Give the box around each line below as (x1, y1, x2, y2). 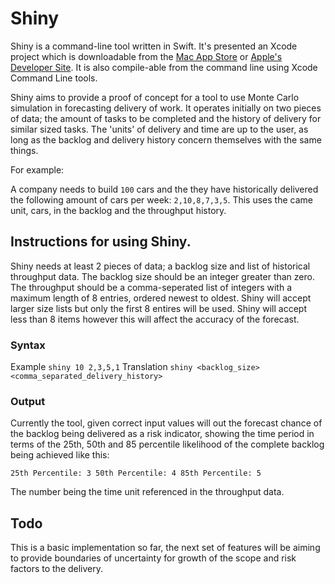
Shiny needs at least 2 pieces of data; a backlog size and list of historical (10, 260, 311, 272)
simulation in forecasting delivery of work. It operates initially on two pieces (10, 102, 322, 114)
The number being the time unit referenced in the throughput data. (10, 486, 285, 498)
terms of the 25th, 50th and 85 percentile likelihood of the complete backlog (10, 438, 325, 451)
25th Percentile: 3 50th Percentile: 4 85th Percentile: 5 (10, 468, 262, 479)
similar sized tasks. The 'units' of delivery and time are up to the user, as (10, 123, 309, 135)
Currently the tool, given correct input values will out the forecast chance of (10, 417, 323, 429)
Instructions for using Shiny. (10, 233, 192, 251)
